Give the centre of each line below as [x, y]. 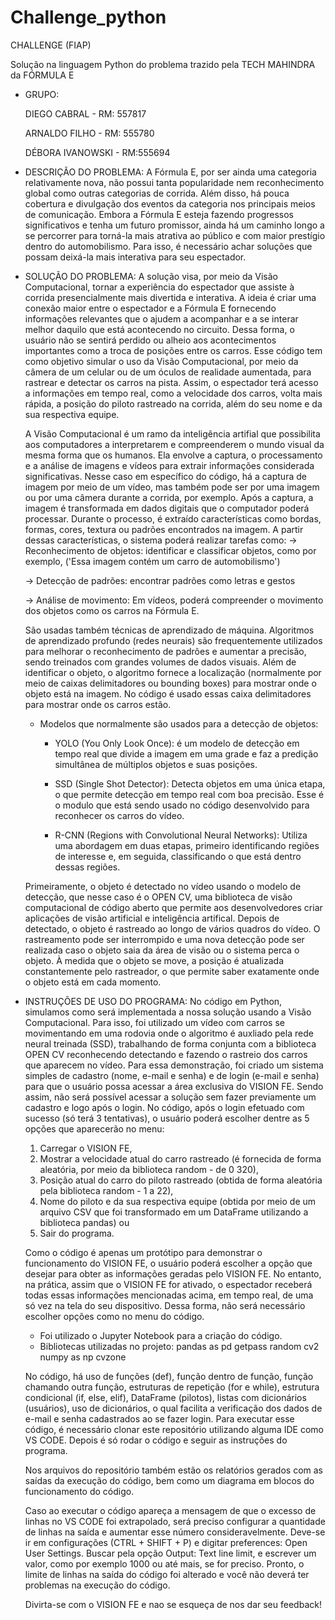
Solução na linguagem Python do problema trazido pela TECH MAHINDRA [163, 64]
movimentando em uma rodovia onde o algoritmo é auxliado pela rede [169, 1033]
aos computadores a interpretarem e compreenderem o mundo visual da [174, 444]
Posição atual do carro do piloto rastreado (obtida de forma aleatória [181, 1180]
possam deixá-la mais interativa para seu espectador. [135, 257]
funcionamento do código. [79, 1491]
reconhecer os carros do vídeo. [119, 815]
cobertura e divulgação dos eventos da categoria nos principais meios [170, 203]
